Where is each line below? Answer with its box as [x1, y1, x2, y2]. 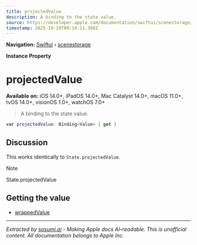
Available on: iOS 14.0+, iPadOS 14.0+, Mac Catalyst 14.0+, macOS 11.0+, [6, 92, 184, 100]
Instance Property [6, 52, 52, 59]
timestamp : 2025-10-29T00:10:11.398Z [6, 25, 98, 31]
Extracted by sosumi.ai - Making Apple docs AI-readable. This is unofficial [6, 226, 186, 233]
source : [6, 19, 25, 25]
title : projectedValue [6, 8, 62, 15]
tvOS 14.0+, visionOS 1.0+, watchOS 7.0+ [6, 99, 106, 106]
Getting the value [6, 193, 70, 203]
